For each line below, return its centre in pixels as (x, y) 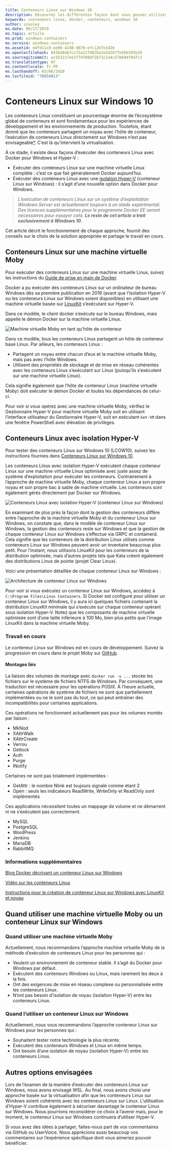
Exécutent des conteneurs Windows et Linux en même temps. (78, 1046)
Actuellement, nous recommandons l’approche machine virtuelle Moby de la (85, 947)
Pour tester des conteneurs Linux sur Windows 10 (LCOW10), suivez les (80, 450)
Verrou (20, 744)
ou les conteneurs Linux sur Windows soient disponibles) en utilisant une (82, 298)
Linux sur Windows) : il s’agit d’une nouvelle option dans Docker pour (85, 184)
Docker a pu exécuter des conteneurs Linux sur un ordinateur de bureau (81, 287)
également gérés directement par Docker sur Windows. (63, 493)
